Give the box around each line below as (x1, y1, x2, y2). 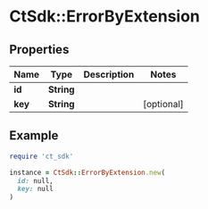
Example (9, 128, 59, 144)
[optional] (142, 98, 185, 110)
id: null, (17, 176, 54, 185)
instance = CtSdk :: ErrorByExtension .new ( (9, 168, 166, 177)
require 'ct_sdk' (9, 152, 74, 161)
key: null (17, 185, 54, 194)
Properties (9, 42, 70, 57)
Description (83, 69, 135, 80)
